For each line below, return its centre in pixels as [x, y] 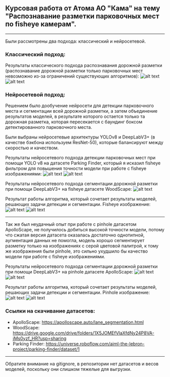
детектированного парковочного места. [49, 127]
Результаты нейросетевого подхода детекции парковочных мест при [80, 158]
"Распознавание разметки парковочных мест [82, 16]
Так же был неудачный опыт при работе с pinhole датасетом [71, 224]
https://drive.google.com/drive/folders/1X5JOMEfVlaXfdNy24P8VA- [83, 333]
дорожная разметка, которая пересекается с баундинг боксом [74, 122]
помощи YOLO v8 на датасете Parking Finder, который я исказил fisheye [83, 163]
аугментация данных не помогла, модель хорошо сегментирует [75, 241]
